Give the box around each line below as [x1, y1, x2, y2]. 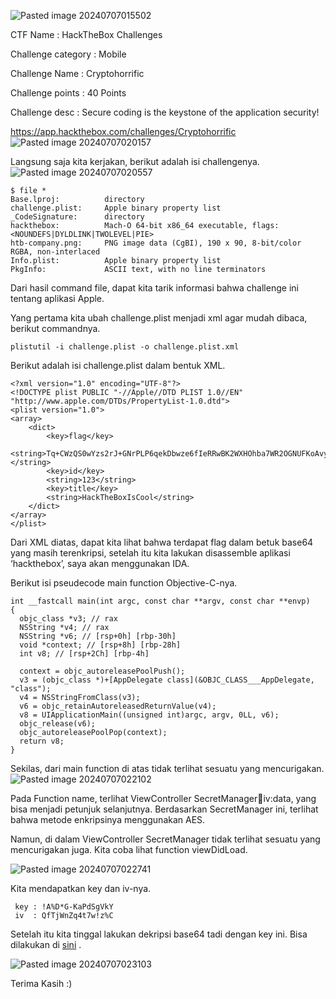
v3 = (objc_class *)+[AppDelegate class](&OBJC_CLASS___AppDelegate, [19, 675, 315, 685]
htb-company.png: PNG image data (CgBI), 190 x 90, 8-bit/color [10, 238, 302, 248]
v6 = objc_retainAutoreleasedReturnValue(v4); [19, 701, 217, 711]
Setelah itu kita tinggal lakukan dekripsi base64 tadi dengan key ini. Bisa [10, 928, 308, 940]
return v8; [19, 736, 65, 746]
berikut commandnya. [10, 323, 101, 334]
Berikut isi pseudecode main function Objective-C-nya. [10, 577, 238, 589]
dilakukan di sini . [10, 939, 82, 950]
